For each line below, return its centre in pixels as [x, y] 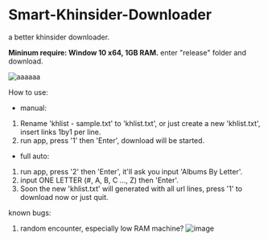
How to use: [28, 92]
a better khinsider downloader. [59, 37]
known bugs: [30, 212]
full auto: [35, 156]
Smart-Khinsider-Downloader [110, 15]
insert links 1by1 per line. [60, 132]
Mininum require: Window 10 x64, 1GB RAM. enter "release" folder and [128, 52]
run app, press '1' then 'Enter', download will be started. [112, 140]
